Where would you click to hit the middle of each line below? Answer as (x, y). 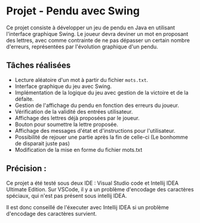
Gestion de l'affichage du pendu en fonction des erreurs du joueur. (97, 105)
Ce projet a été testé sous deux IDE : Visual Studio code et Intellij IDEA (93, 183)
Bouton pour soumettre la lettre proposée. (66, 124)
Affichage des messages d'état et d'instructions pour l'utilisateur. (95, 130)
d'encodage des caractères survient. (52, 213)
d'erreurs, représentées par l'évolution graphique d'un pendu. (82, 47)
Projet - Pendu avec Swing (73, 11)
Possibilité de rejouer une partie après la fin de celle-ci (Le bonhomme (101, 137)
